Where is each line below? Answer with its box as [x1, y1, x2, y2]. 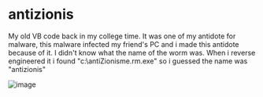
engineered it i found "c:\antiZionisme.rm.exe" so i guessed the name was [8, 56, 248, 66]
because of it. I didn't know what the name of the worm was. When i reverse [8, 48, 256, 57]
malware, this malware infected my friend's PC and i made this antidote [8, 39, 239, 48]
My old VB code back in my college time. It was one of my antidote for [8, 31, 236, 41]
